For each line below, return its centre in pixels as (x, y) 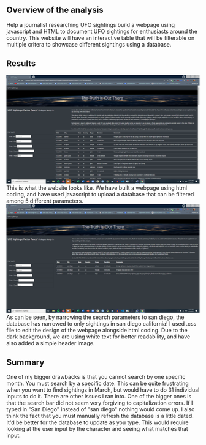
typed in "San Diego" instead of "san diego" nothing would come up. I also (101, 409)
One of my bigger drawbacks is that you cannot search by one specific (96, 377)
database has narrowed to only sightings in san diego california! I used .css (101, 323)
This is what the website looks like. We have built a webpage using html (97, 188)
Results (21, 64)
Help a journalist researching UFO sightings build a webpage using (91, 24)
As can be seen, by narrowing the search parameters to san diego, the (95, 317)
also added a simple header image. (51, 343)
